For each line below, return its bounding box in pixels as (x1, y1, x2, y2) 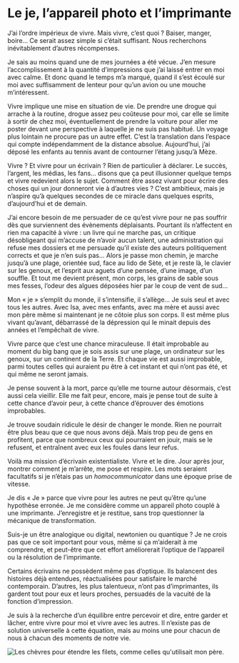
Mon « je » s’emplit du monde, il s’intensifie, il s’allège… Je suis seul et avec (7, 295, 230, 304)
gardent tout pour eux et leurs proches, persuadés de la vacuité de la (7, 589, 211, 598)
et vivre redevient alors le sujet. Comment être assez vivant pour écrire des (7, 176, 228, 185)
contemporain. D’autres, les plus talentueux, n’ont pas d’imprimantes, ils (7, 582, 219, 590)
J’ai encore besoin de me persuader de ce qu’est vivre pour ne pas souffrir (7, 213, 228, 221)
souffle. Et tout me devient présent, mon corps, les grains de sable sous (7, 274, 219, 282)
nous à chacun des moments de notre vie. (7, 634, 131, 642)
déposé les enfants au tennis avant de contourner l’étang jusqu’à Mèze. (7, 147, 218, 156)
